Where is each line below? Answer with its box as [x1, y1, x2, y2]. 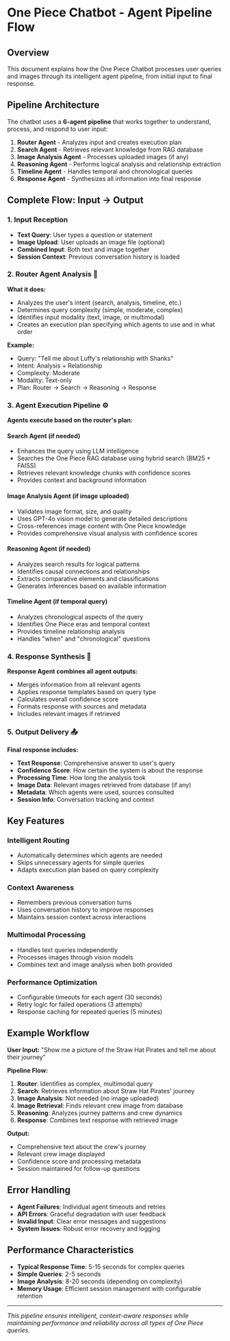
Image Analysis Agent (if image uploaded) [7, 492, 130, 500]
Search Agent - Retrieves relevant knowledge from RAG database [16, 145, 203, 154]
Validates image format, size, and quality [16, 507, 132, 515]
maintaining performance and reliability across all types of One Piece [7, 1318, 204, 1327]
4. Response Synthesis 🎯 [7, 652, 92, 661]
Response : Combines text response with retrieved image [16, 1116, 178, 1124]
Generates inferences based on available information [16, 582, 166, 590]
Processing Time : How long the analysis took [16, 773, 146, 781]
